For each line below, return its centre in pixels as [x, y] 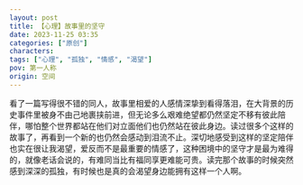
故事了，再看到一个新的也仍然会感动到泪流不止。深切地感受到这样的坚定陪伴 [151, 137]
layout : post [34, 18]
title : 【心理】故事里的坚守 [57, 26]
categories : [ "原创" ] [49, 43]
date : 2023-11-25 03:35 [54, 34]
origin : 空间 [32, 77]
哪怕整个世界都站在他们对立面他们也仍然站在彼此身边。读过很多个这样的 [159, 125]
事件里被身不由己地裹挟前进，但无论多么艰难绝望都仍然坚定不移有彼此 [147, 115]
